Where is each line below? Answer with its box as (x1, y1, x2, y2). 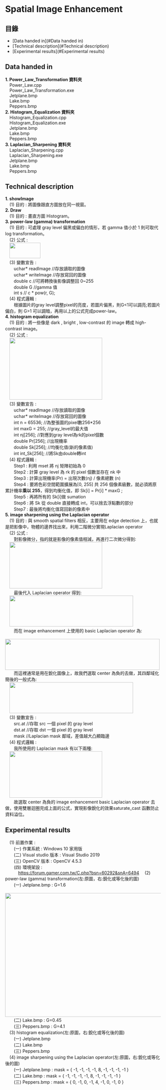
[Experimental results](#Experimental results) (12, 49, 105, 54)
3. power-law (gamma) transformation (5, 218, 85, 224)
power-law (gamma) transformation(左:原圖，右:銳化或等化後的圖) (5, 876, 139, 882)
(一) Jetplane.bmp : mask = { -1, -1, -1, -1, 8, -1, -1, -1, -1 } (14, 1067, 129, 1073)
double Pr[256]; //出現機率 (14, 438, 68, 444)
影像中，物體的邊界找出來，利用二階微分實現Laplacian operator (13, 523, 143, 529)
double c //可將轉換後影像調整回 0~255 (14, 278, 94, 284)
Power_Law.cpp (9, 82, 42, 88)
